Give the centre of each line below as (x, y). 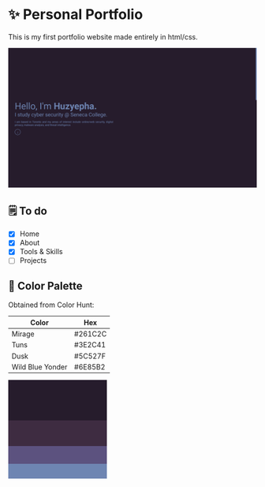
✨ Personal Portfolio (76, 15)
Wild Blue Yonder (39, 367)
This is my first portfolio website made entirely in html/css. (103, 36)
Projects (33, 260)
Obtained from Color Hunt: (51, 305)
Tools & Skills (41, 252)
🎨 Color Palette (45, 286)
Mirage (23, 334)
